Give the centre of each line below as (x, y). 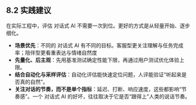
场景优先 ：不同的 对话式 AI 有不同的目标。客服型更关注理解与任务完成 (99, 45)
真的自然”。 (34, 82)
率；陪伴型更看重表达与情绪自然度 (56, 52)
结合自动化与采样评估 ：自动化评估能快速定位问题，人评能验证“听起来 (98, 74)
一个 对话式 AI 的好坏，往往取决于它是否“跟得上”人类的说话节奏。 (111, 96)
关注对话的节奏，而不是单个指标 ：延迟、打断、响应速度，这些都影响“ (98, 89)
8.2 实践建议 (29, 10)
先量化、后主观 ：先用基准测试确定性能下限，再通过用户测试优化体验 (97, 60)
